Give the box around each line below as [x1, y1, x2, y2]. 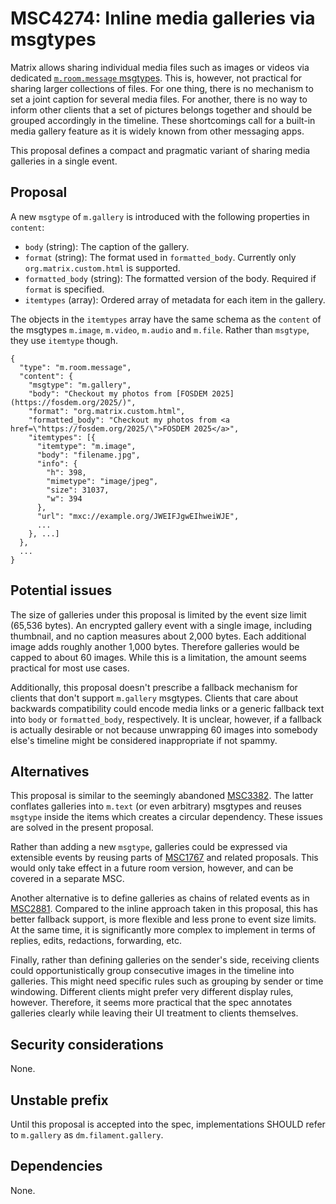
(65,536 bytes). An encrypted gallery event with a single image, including [10, 619, 312, 631]
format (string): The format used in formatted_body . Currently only [24, 251, 297, 263]
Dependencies [10, 1158, 103, 1175]
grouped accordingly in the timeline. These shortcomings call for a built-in [10, 114, 316, 126]
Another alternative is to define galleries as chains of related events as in [10, 892, 310, 904]
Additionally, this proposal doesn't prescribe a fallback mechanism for [10, 681, 298, 693]
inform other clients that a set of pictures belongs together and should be [10, 103, 313, 116]
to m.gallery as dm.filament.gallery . [10, 1129, 164, 1141]
